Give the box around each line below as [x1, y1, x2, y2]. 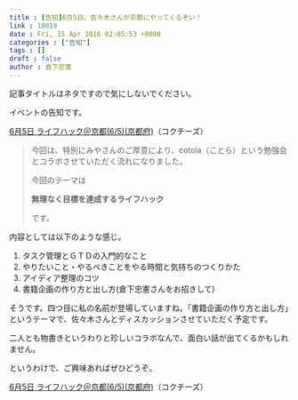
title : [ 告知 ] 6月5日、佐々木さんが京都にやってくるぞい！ [9, 12, 203, 22]
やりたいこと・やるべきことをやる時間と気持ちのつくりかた [21, 261, 241, 272]
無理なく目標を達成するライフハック [30, 193, 165, 204]
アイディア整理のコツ [21, 272, 101, 283]
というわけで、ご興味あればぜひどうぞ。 [9, 362, 157, 373]
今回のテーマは [30, 174, 86, 185]
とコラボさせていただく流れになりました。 [30, 156, 188, 166]
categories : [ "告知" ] [9, 37, 91, 47]
